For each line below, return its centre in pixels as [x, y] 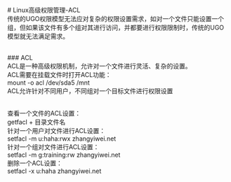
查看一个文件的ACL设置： [44, 113]
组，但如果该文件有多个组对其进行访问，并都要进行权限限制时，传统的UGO [116, 27]
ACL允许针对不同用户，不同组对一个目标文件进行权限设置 [90, 91]
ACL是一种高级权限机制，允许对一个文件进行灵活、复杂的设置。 [99, 66]
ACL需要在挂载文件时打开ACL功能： [59, 75]
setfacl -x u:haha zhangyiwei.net [54, 171]
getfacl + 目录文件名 [37, 122]
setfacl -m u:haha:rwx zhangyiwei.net [62, 139]
